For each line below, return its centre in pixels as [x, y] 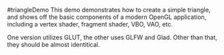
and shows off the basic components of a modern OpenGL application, [107, 17]
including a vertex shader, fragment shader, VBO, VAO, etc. [90, 24]
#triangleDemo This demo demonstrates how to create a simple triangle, [109, 10]
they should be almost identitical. [54, 44]
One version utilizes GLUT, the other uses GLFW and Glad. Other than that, [112, 37]
